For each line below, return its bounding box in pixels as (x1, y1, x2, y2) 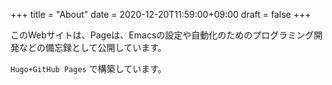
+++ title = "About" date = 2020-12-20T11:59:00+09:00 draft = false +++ (10, 9, 312, 20)
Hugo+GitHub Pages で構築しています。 (10, 63, 167, 74)
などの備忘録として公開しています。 (18, 42, 167, 53)
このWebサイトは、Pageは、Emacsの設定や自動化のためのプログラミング (10, 29, 315, 41)
